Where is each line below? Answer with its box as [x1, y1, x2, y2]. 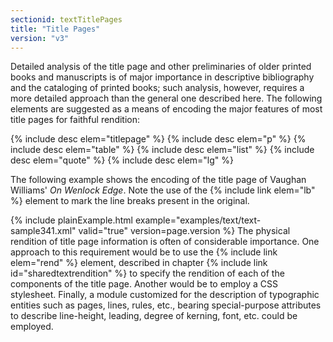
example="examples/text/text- [134, 214, 262, 226]
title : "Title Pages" [10, 24, 101, 34]
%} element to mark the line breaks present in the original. [10, 195, 250, 207]
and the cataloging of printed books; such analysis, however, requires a [10, 82, 305, 94]
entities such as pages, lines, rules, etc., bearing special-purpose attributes [10, 299, 322, 311]
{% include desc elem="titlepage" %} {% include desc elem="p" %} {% [10, 133, 307, 145]
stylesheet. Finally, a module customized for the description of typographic [10, 289, 320, 301]
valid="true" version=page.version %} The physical [78, 225, 291, 237]
